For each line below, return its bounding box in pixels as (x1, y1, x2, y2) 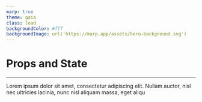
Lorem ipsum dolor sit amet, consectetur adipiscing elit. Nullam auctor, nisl (6, 82, 191, 90)
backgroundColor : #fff (6, 25, 63, 32)
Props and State (6, 57, 88, 71)
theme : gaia (6, 14, 36, 20)
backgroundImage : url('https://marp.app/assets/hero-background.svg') (6, 31, 187, 37)
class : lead (6, 20, 36, 26)
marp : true (6, 8, 34, 15)
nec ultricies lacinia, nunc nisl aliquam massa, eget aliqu (6, 89, 145, 96)
